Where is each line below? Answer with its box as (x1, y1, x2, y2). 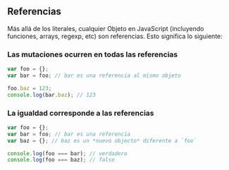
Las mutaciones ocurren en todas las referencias (7, 49, 178, 59)
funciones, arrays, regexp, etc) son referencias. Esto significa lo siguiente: (7, 32, 223, 40)
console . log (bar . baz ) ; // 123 (7, 91, 97, 98)
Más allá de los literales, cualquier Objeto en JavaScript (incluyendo (7, 24, 204, 32)
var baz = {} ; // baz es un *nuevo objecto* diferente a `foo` (7, 137, 197, 144)
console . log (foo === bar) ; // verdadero (7, 150, 128, 157)
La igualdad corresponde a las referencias (7, 108, 154, 118)
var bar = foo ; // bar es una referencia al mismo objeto (7, 72, 181, 79)
